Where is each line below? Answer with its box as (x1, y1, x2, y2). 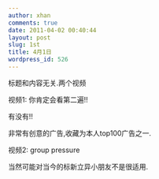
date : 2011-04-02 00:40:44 (8, 26, 97, 34)
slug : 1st (8, 41, 41, 49)
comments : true (8, 19, 58, 27)
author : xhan (8, 11, 51, 20)
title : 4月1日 (8, 48, 53, 56)
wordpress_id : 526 (8, 56, 68, 64)
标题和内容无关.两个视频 (8, 78, 87, 88)
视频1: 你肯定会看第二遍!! (8, 95, 88, 104)
